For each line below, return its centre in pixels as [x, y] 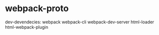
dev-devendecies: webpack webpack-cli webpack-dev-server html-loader [80, 22]
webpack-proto [37, 9]
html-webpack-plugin [27, 27]
